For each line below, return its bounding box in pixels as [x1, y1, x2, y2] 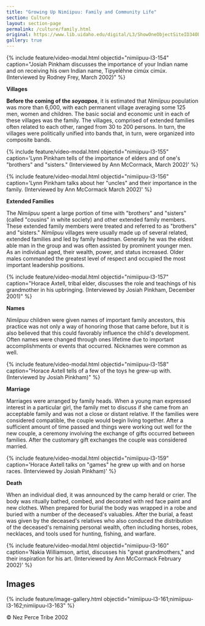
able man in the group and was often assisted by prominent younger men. [6, 242, 192, 249]
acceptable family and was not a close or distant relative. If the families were [6, 410, 200, 417]
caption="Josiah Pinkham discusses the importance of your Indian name [6, 60, 189, 68]
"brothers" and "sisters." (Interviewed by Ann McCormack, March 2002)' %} [6, 161, 199, 168]
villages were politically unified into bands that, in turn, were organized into [6, 129, 195, 137]
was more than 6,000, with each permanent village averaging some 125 [6, 104, 186, 111]
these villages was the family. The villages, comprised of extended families [6, 117, 195, 124]
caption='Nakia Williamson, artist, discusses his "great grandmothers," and [6, 548, 195, 556]
